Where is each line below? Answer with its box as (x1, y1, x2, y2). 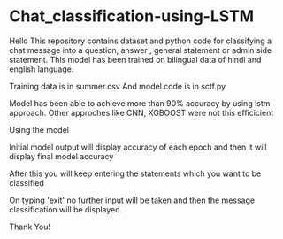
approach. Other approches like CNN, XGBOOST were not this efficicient (9, 107, 274, 118)
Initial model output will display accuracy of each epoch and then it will (9, 142, 267, 152)
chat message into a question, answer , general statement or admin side (9, 44, 272, 55)
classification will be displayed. (9, 204, 123, 214)
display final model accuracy (9, 150, 114, 161)
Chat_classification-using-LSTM (9, 6, 255, 27)
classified (9, 177, 44, 188)
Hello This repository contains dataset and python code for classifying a (9, 35, 272, 46)
